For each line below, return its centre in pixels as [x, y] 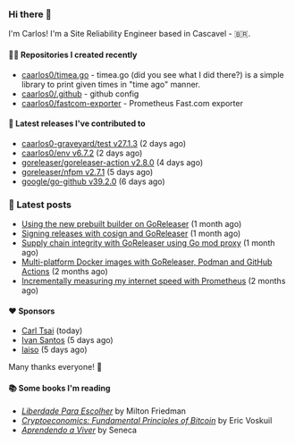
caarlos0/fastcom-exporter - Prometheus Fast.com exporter [132, 103]
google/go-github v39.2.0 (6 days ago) [93, 181]
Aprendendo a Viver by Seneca [79, 430]
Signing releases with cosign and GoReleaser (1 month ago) [131, 233]
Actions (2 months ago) [64, 271]
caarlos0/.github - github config [80, 94]
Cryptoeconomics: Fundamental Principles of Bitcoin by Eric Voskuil [147, 421]
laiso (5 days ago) [54, 350]
